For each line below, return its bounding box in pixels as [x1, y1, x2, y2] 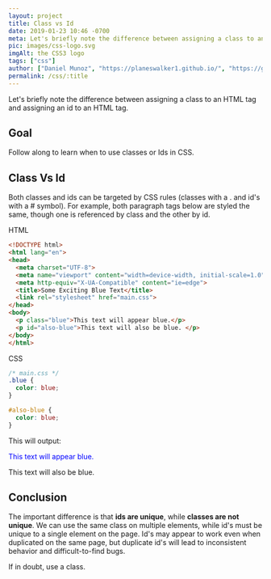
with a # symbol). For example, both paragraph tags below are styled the [8, 201, 250, 211]
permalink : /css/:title [8, 72, 89, 80]
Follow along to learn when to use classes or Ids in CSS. [8, 147, 195, 158]
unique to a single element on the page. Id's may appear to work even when [8, 529, 261, 539]
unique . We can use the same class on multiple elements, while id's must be [8, 521, 263, 530]
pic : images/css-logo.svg [8, 42, 95, 50]
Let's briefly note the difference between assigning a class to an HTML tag [8, 94, 256, 104]
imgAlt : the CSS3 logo [8, 49, 85, 57]
